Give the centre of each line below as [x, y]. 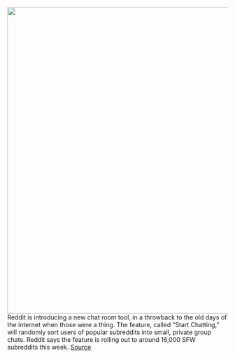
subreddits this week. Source [49, 347]
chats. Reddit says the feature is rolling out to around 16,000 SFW [101, 339]
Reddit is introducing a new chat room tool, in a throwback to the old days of [117, 317]
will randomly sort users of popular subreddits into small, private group [109, 332]
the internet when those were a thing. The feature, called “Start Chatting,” [113, 325]
